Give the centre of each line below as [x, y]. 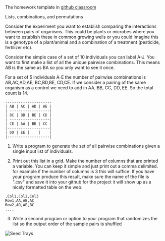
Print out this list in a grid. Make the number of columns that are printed [85, 161]
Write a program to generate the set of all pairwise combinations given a [86, 146]
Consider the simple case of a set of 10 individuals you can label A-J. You [80, 57]
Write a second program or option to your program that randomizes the [85, 218]
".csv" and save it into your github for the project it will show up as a [82, 182]
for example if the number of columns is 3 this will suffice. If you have [83, 171]
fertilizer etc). [19, 47]
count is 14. [17, 93]
